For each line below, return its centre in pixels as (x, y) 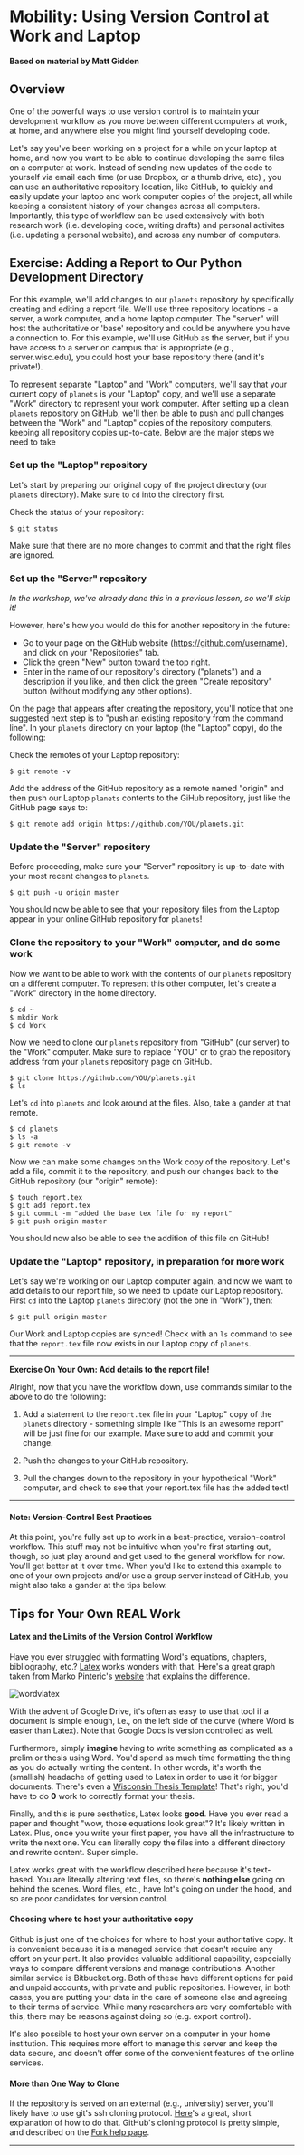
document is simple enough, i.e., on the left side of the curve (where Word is (152, 1720)
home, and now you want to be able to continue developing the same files (147, 158)
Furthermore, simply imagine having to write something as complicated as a (152, 1748)
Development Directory (76, 278)
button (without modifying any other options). (107, 691)
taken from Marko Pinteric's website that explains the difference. (130, 1676)
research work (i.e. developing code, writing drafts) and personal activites (147, 225)
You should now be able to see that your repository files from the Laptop (144, 910)
